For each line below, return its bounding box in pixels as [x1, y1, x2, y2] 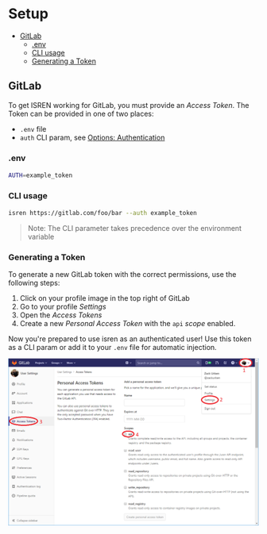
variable [27, 232, 55, 242]
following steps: [8, 279, 60, 288]
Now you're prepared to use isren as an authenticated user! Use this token [8, 334, 252, 344]
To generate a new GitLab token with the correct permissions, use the [8, 270, 237, 279]
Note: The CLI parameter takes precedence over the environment [27, 224, 242, 233]
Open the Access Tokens [19, 310, 103, 320]
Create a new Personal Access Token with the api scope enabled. [19, 319, 236, 328]
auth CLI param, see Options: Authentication [19, 133, 165, 142]
